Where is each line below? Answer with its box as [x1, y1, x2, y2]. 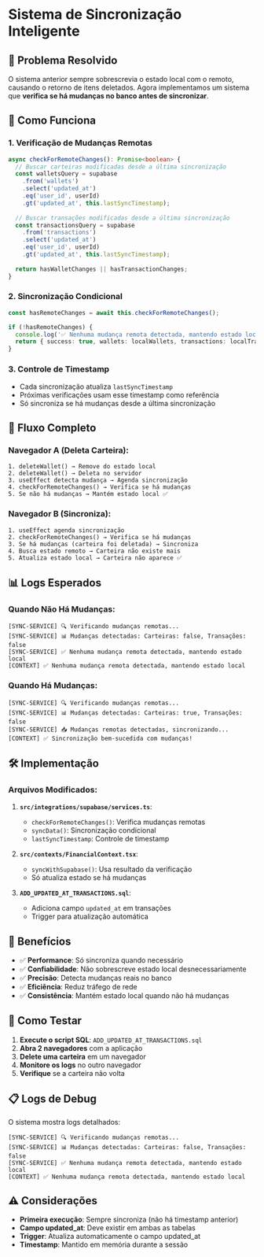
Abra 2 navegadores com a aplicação [19, 1043, 143, 1052]
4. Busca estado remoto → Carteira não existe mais [8, 547, 181, 555]
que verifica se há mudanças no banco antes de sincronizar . [8, 91, 210, 100]
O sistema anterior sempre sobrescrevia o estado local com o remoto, [8, 75, 234, 83]
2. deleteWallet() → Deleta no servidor [8, 470, 143, 478]
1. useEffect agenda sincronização [8, 526, 125, 534]
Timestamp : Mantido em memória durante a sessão [19, 1240, 189, 1249]
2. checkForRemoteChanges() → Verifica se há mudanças [8, 533, 192, 541]
